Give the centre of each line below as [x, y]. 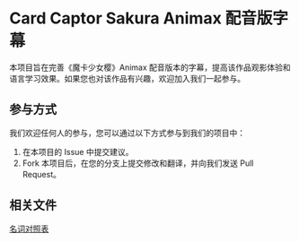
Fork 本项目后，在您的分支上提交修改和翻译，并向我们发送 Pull [138, 163]
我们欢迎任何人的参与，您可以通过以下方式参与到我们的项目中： [127, 133]
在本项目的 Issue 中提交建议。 [78, 151]
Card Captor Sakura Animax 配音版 [141, 18]
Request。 [41, 174]
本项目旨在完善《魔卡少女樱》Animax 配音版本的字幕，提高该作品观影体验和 [150, 67]
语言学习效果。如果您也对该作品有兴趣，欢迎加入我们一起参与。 [127, 78]
